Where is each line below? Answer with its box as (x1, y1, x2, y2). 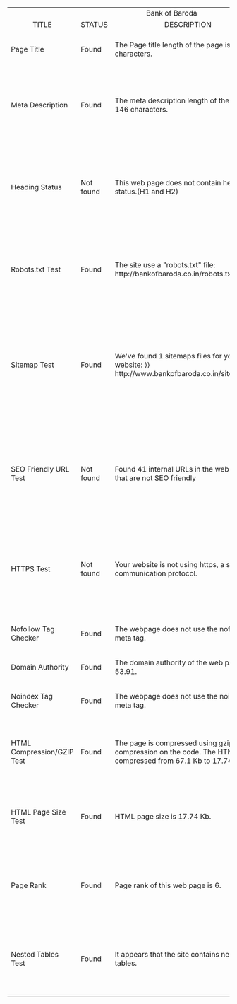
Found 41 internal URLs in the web (114, 465, 229, 474)
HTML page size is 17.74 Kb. (114, 812, 212, 821)
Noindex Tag (11, 691, 53, 701)
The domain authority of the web (114, 658, 224, 667)
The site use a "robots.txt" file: (114, 260, 216, 269)
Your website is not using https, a (114, 560, 224, 569)
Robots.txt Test (11, 264, 61, 274)
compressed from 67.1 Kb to (114, 756, 211, 766)
